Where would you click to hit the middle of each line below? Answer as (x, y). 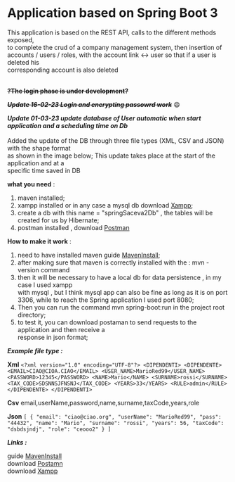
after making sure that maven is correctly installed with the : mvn (111, 262)
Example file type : (35, 350)
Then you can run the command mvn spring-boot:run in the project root (121, 307)
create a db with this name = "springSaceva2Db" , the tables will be (115, 213)
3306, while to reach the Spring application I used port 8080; (106, 300)
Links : (17, 442)
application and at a (36, 163)
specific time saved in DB (44, 170)
